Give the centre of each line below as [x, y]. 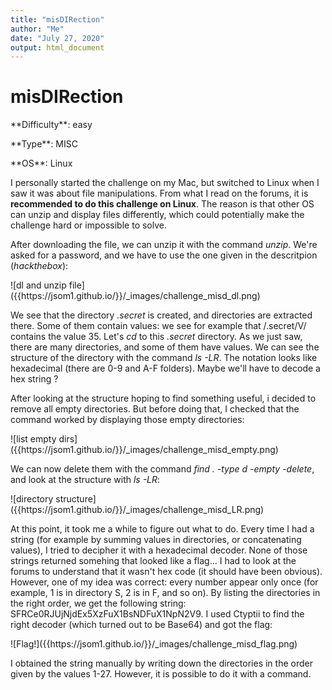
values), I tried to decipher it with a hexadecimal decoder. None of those [159, 550]
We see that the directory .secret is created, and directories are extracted [161, 315]
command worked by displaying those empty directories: [127, 420]
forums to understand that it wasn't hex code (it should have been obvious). [166, 572]
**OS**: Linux [41, 163]
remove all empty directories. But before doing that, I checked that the [155, 409]
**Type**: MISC [44, 144]
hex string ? [34, 379]
